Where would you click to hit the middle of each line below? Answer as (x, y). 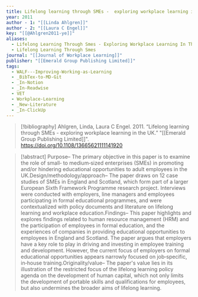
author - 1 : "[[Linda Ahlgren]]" (47, 22)
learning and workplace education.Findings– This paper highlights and (106, 213)
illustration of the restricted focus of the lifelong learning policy (97, 269)
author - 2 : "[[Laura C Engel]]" (47, 28)
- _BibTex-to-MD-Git (37, 77)
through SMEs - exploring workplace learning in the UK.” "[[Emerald (103, 133)
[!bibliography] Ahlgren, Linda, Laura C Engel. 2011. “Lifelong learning (105, 126)
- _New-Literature (34, 104)
